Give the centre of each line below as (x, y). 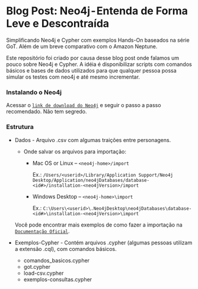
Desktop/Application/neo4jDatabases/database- (91, 180)
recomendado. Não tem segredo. (47, 112)
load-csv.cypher (44, 273)
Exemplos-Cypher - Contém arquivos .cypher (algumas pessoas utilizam (103, 243)
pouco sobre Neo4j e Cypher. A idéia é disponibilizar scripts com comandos (99, 64)
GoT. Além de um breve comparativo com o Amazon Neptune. (82, 46)
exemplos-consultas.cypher (58, 279)
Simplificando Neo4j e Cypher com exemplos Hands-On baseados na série (98, 40)
